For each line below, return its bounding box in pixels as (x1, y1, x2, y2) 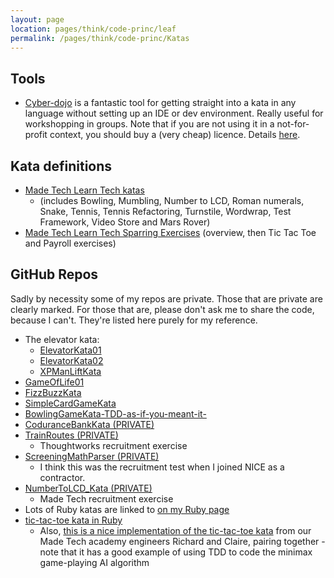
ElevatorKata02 (39, 354, 104, 366)
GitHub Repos (10, 266, 99, 283)
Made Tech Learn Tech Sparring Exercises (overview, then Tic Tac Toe (24, 227, 317, 238)
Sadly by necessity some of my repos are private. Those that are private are (10, 292, 323, 305)
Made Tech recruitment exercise (39, 492, 174, 505)
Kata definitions (10, 157, 113, 175)
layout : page (10, 14, 65, 25)
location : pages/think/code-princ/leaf (10, 24, 177, 34)
